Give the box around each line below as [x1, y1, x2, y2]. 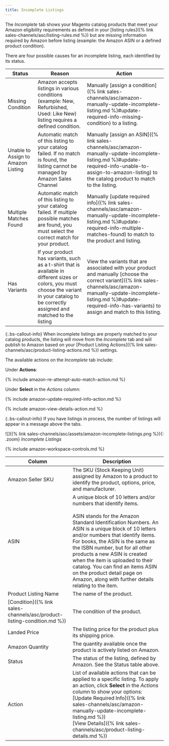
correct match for [37, 234, 79, 241]
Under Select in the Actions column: [5, 386, 80, 392]
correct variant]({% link [87, 276, 142, 284]
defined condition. [37, 122, 81, 129]
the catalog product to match [87, 175, 156, 182]
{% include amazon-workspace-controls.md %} [5, 446, 105, 452]
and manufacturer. [72, 485, 117, 492]
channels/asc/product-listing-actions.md [5, 347, 90, 353]
